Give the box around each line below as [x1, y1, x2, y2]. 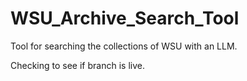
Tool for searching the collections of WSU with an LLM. [10, 40, 238, 52]
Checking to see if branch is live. [10, 59, 145, 71]
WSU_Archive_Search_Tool [10, 7, 240, 30]
